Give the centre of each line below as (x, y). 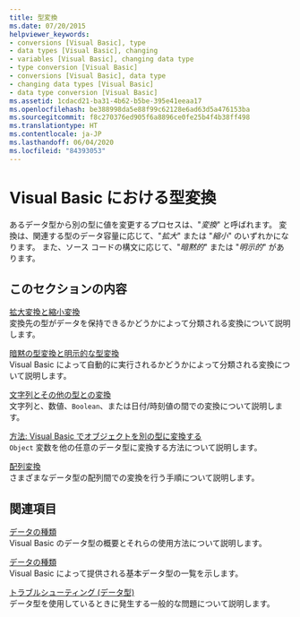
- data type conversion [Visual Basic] (84, 92)
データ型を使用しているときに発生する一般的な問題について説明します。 (142, 604)
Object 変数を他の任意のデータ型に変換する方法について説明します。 (136, 448)
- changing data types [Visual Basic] (81, 84)
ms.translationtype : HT (54, 126)
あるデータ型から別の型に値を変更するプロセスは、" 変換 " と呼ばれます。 (143, 224)
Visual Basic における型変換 (113, 197)
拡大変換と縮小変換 (45, 312)
